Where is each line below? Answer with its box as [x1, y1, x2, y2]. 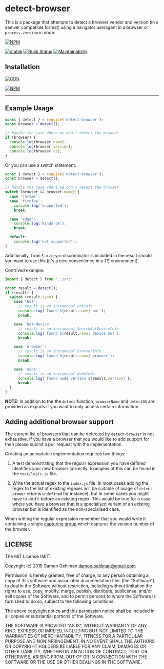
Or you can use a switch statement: [5, 162, 77, 168]
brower [12, 491, 26, 496]
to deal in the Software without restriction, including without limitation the [5, 583, 152, 589]
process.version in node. [5, 29, 56, 35]
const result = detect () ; [5, 285, 58, 291]
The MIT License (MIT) [5, 553, 51, 559]
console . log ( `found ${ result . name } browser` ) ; [18, 353, 115, 358]
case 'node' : [14, 367, 41, 372]
